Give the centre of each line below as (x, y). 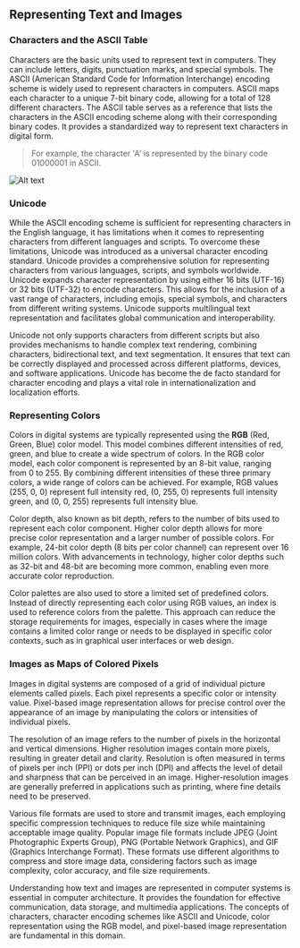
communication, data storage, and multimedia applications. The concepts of (150, 907)
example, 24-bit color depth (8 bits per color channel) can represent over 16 (149, 547)
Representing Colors (55, 415)
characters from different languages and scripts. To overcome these (135, 242)
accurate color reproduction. (62, 576)
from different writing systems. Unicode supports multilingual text (130, 308)
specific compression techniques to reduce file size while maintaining (137, 823)
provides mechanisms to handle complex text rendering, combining (133, 345)
